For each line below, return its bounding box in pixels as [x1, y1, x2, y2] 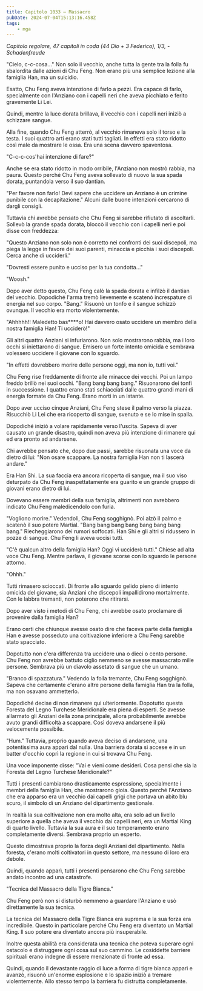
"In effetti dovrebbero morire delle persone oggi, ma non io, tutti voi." [6, 361, 179, 368]
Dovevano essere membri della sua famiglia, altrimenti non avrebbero [6, 497, 180, 504]
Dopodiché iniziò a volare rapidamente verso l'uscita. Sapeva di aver [6, 423, 178, 430]
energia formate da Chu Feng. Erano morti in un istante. [6, 393, 145, 400]
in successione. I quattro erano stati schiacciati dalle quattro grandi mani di [6, 386, 194, 393]
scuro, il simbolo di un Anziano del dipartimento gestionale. [6, 799, 155, 807]
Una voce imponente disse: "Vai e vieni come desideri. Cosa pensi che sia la [6, 762, 197, 769]
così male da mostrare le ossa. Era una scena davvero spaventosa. [6, 141, 173, 149]
